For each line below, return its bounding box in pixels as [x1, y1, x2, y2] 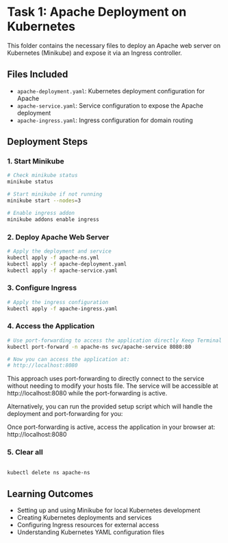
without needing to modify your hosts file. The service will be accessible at [7, 382, 218, 390]
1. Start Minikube [7, 157, 65, 166]
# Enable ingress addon [7, 209, 75, 216]
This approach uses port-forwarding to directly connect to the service [7, 375, 205, 383]
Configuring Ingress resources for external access [16, 521, 160, 529]
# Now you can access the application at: [7, 356, 130, 362]
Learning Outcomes [7, 488, 94, 500]
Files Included [7, 69, 68, 80]
